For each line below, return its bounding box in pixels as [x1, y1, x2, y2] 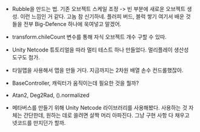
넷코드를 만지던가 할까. [12, 119, 66, 126]
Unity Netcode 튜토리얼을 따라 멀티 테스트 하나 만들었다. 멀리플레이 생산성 [12, 46, 189, 53]
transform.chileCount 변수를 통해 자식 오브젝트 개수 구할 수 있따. [12, 33, 167, 41]
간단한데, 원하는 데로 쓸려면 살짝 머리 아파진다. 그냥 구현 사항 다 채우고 [23, 111, 190, 119]
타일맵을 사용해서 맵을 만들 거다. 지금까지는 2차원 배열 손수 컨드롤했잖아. [12, 67, 184, 74]
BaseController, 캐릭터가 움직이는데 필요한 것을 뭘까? [12, 79, 139, 87]
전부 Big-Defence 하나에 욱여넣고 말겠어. [23, 21, 122, 27]
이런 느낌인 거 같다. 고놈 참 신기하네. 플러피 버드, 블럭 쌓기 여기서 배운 [20, 13, 185, 20]
